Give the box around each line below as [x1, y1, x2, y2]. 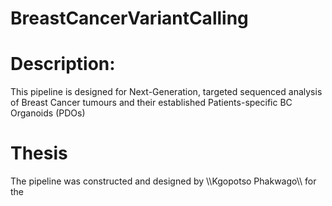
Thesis [10, 142, 68, 165]
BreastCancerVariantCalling [10, 7, 249, 30]
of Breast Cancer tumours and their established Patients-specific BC [10, 97, 293, 109]
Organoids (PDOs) [10, 107, 86, 119]
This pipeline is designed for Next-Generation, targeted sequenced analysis [10, 86, 323, 98]
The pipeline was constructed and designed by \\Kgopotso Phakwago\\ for [10, 175, 317, 187]
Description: [10, 53, 116, 76]
